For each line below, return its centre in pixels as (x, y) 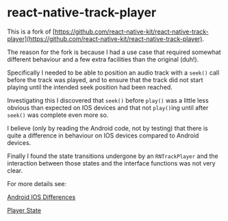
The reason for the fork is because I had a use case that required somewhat (114, 52)
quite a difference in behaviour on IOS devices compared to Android (103, 135)
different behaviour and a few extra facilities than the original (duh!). (103, 59)
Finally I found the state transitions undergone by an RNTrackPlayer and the (113, 156)
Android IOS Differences (41, 197)
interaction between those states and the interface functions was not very (111, 163)
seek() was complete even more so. (58, 115)
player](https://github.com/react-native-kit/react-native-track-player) (105, 38)
